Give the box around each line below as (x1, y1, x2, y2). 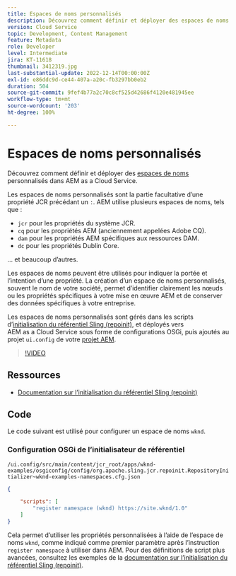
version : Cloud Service (7, 23, 78, 30)
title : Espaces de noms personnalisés (7, 10, 122, 18)
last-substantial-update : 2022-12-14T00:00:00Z (7, 69, 151, 76)
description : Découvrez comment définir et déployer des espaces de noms (7, 17, 230, 24)
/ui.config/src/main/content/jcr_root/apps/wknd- (7, 461, 157, 468)
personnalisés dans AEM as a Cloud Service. (7, 176, 138, 184)
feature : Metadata (7, 37, 61, 44)
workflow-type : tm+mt (7, 96, 71, 103)
